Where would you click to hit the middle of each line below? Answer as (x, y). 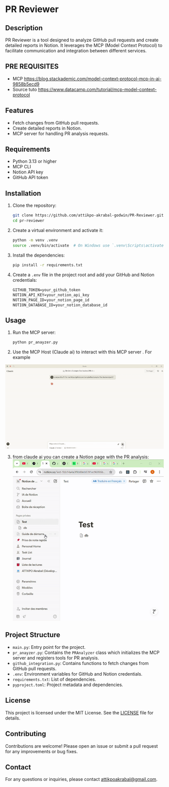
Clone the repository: (34, 206)
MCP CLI (22, 167)
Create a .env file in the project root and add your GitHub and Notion (83, 275)
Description (24, 28)
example (21, 357)
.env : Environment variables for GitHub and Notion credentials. (77, 674)
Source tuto (25, 89)
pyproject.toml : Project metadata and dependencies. (68, 685)
